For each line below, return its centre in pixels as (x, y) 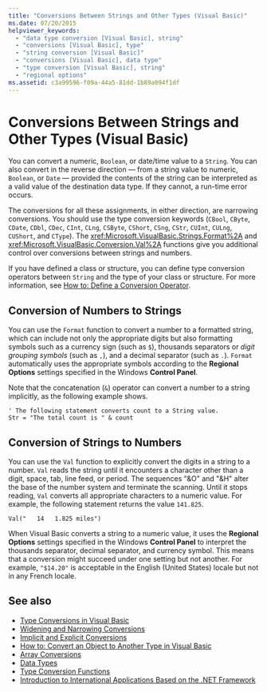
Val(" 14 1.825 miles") (55, 519)
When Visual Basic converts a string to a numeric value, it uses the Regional (133, 534)
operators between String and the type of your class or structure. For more (132, 277)
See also (30, 601)
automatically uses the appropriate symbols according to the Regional (124, 364)
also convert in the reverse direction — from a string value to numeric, (124, 169)
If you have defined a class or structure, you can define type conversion (127, 268)
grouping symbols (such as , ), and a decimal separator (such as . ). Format (130, 356)
